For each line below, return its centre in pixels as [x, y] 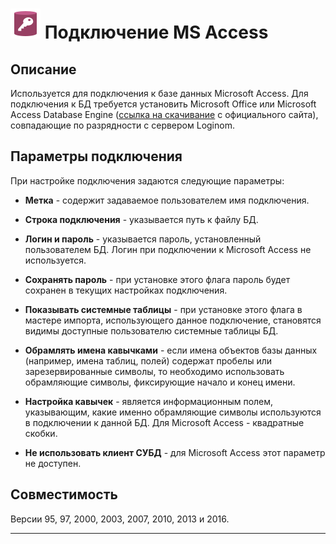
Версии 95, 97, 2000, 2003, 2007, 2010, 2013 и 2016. [120, 519]
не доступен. [53, 463]
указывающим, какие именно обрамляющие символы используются [173, 412]
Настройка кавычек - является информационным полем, [149, 401]
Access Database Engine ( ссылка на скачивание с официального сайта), [164, 114]
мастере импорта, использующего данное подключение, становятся [173, 320]
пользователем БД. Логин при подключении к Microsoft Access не [168, 249]
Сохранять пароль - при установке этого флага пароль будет [157, 279]
